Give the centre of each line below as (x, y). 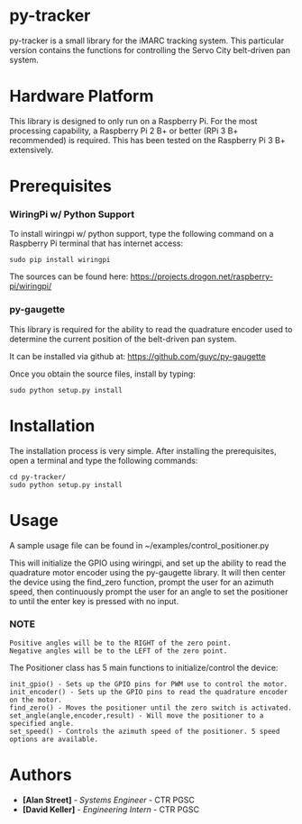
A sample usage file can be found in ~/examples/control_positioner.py (139, 545)
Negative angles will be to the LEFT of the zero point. (119, 651)
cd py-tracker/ (38, 477)
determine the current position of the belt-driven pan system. (123, 339)
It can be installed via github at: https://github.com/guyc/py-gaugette (137, 356)
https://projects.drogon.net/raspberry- (201, 276)
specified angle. (42, 723)
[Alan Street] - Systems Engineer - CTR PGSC (109, 800)
